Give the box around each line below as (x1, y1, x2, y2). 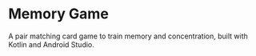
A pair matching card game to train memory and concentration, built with (8, 31, 248, 41)
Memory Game (8, 5, 110, 23)
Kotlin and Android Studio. (8, 39, 94, 49)
